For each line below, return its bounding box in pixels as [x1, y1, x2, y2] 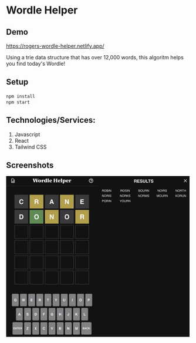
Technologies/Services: [6, 115, 96, 125]
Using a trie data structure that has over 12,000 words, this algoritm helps [6, 54, 184, 60]
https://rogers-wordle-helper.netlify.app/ [6, 42, 104, 49]
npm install [6, 93, 35, 99]
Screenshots [6, 160, 54, 170]
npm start [6, 99, 31, 105]
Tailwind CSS [14, 143, 47, 150]
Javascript [14, 130, 40, 138]
